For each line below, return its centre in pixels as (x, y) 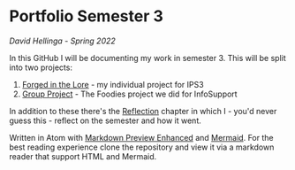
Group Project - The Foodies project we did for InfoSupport (129, 94)
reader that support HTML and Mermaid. (83, 156)
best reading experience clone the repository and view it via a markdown (142, 147)
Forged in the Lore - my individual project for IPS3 (113, 84)
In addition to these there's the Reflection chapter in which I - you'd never (143, 111)
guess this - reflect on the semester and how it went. (105, 120)
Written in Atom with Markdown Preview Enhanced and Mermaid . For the (141, 137)
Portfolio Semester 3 (86, 16)
